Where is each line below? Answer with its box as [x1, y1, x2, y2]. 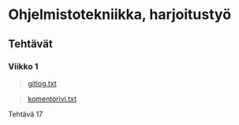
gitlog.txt [27, 78, 57, 88]
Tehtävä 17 [8, 109, 43, 119]
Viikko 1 [8, 61, 39, 72]
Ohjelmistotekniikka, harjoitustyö [8, 6, 231, 24]
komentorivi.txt [27, 93, 77, 104]
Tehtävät [8, 37, 53, 51]
